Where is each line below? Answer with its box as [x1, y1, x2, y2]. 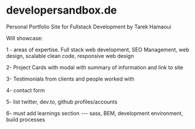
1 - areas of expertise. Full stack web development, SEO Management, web [6, 46, 190, 53]
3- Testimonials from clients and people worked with [6, 75, 135, 82]
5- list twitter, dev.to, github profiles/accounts [6, 98, 117, 105]
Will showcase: [6, 34, 43, 41]
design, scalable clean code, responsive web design [6, 52, 135, 59]
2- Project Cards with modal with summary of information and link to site [6, 63, 184, 71]
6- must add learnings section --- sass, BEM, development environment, [6, 109, 184, 117]
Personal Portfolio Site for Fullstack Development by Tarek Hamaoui [6, 23, 172, 30]
